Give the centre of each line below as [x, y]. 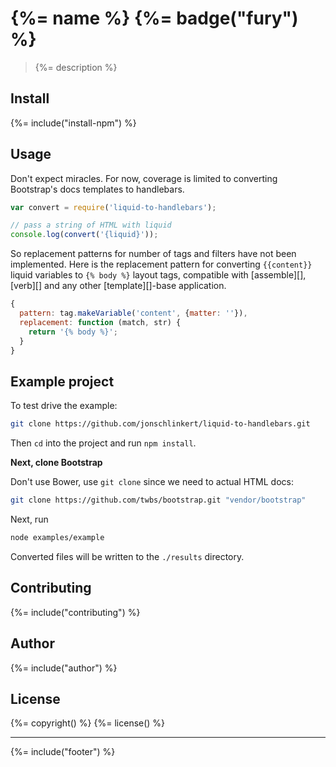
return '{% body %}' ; [73, 332]
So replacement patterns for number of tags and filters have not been [153, 254]
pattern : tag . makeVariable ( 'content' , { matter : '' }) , [133, 313]
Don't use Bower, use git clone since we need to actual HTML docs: [152, 482]
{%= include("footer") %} [63, 752]
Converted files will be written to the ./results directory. [127, 556]
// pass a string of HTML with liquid [91, 225]
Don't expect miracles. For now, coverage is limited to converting [144, 178]
